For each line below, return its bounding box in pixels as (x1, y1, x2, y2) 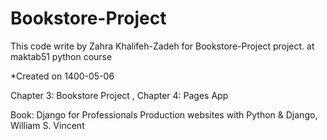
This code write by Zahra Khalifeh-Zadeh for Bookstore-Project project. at (10, 40, 315, 52)
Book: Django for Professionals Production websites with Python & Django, (10, 108, 318, 121)
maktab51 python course (10, 50, 113, 62)
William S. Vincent (10, 119, 85, 131)
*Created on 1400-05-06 (10, 70, 115, 82)
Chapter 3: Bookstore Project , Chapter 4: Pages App (10, 89, 229, 101)
